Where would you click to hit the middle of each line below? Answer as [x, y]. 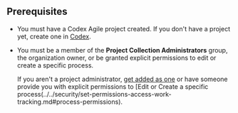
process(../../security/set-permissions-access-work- [94, 94]
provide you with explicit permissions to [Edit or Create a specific [113, 86]
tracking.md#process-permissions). [69, 102]
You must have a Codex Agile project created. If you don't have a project [124, 28]
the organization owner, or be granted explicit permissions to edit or [117, 58]
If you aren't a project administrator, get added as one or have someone [123, 79]
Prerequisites [37, 12]
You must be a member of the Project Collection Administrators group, [122, 50]
